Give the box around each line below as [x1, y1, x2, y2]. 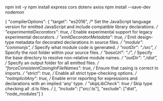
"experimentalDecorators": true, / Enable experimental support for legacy [5, 29, 153, 34]
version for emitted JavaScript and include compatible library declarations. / [5, 24, 158, 30]
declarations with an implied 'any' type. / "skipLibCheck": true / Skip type [5, 81, 153, 86]
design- [137, 34, 153, 40]
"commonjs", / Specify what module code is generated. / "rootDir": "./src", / [5, 45, 157, 50]
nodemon [5, 9, 24, 15]
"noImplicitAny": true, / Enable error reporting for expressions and [5, 75, 138, 81]
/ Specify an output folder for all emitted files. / [5, 60, 99, 66]
